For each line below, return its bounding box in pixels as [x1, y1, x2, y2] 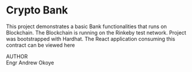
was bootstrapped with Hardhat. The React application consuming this [6, 35, 176, 42]
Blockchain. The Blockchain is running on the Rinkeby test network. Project [6, 29, 187, 36]
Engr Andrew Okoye [6, 59, 54, 66]
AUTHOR [6, 53, 28, 60]
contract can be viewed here [6, 42, 75, 49]
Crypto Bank [6, 4, 68, 17]
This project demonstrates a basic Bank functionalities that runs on [6, 23, 167, 30]
